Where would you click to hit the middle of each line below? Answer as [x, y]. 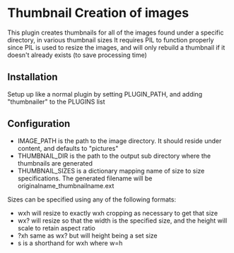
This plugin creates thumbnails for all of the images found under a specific [116, 32]
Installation [33, 77]
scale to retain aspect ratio [56, 228]
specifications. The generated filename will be [85, 178]
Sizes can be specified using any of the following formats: [92, 199]
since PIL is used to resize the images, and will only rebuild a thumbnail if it [116, 47]
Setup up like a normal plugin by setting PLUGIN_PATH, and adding [105, 94]
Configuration [39, 124]
